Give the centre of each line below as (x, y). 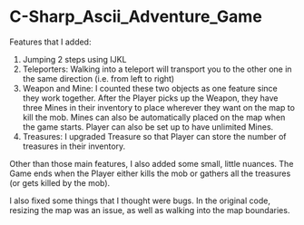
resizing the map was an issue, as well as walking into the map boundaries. (150, 210)
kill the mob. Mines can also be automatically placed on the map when (154, 117)
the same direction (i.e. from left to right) (98, 78)
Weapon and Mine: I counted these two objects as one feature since (150, 88)
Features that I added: (50, 42)
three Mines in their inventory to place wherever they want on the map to (158, 107)
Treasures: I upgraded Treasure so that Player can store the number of (154, 136)
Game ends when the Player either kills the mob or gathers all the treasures (150, 173)
